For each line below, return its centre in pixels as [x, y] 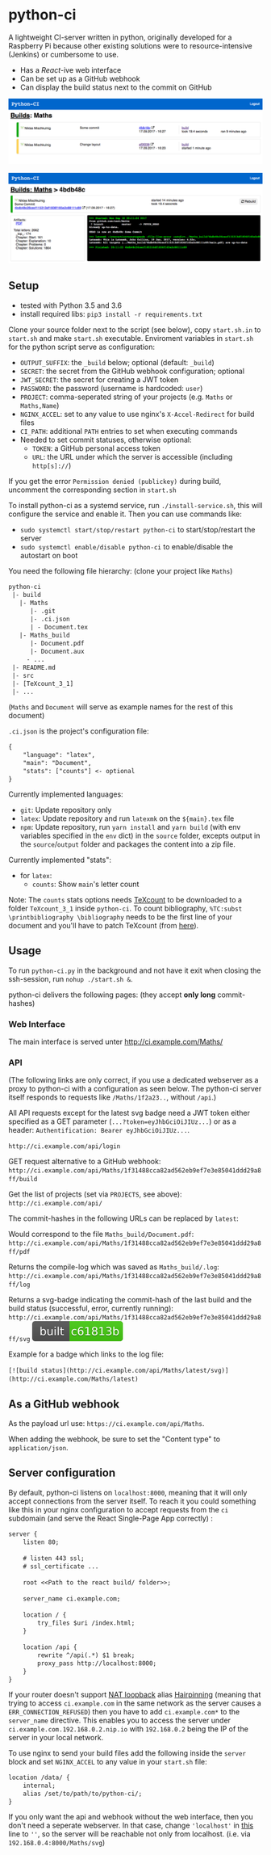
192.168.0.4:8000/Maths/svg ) [57, 1842]
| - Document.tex [59, 627]
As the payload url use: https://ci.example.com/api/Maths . [106, 1424]
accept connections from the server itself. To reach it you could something [132, 1501]
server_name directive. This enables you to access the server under [120, 1720]
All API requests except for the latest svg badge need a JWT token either [129, 1113]
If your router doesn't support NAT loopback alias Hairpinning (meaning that [135, 1694]
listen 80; [41, 1542]
